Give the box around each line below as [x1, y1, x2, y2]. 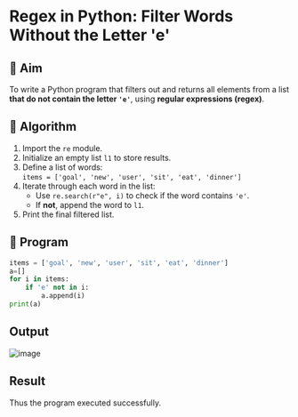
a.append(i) [41, 292, 86, 301]
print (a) [9, 300, 42, 309]
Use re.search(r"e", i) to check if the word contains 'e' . [35, 189, 250, 201]
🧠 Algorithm [9, 119, 77, 134]
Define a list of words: [21, 162, 103, 172]
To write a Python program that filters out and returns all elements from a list [9, 84, 289, 94]
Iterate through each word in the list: [21, 180, 156, 191]
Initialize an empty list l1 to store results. [21, 152, 172, 163]
